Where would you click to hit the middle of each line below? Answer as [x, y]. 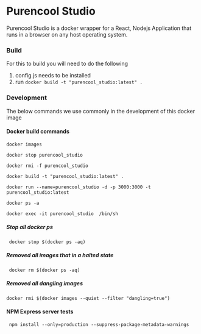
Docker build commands [38, 132]
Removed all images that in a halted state [60, 255]
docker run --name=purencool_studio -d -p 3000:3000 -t [79, 187]
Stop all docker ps [30, 227]
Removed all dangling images [45, 283]
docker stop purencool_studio [45, 155]
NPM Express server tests [40, 311]
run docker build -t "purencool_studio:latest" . [79, 82]
